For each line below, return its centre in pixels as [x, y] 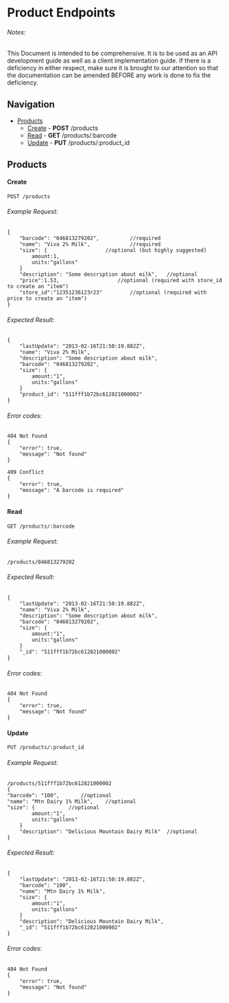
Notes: [16, 32]
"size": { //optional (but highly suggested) [113, 250]
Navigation [31, 104]
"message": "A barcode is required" [72, 490]
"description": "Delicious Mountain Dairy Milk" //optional [108, 831]
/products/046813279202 [41, 562]
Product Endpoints [61, 13]
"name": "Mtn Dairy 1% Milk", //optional [72, 801]
